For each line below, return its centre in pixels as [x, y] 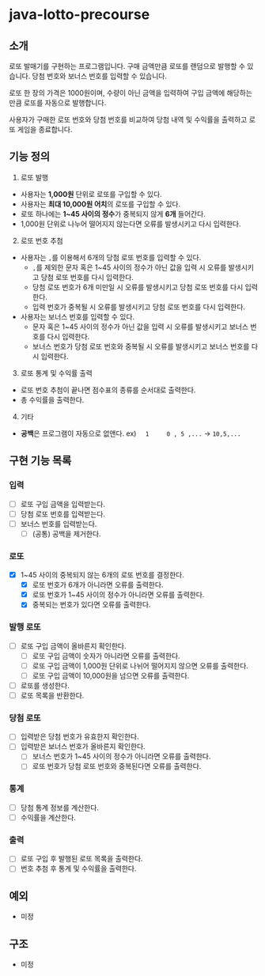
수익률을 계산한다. [48, 817]
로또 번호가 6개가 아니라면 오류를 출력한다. [98, 585]
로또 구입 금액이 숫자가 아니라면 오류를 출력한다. [106, 656]
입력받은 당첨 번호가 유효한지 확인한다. [79, 736]
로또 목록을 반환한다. [52, 695]
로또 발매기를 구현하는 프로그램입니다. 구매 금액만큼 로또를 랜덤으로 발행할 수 [127, 66]
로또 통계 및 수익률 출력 [57, 373]
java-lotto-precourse [79, 15]
